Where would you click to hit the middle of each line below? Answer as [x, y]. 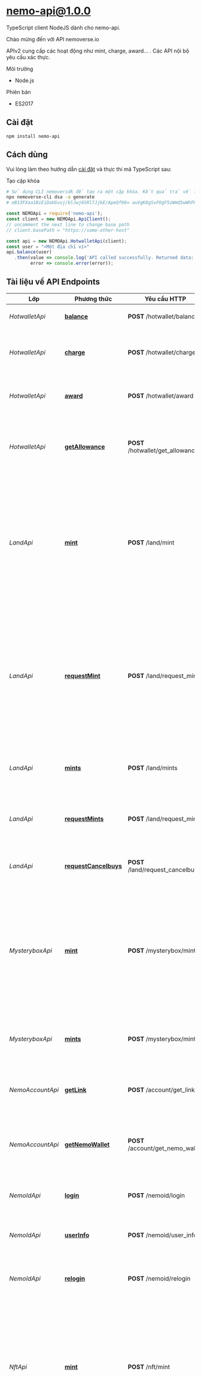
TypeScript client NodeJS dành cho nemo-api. [63, 28]
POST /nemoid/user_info [162, 1235]
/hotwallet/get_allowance [163, 450]
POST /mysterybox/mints [163, 1039]
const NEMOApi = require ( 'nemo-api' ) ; [54, 214]
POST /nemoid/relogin [159, 1278]
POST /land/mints [153, 768]
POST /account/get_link [162, 1090]
